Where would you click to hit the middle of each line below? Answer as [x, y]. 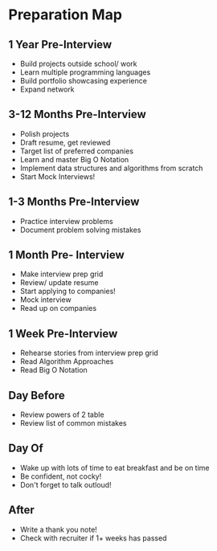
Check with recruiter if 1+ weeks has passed [93, 538]
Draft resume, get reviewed [65, 142]
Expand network [47, 89]
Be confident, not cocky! [61, 476]
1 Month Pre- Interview [66, 255]
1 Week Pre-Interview [63, 334]
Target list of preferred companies [77, 151]
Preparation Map [66, 15]
